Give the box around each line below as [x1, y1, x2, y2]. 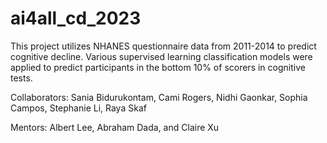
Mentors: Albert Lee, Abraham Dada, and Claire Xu [10, 121, 220, 133]
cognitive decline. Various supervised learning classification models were [10, 50, 313, 62]
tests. [10, 72, 33, 84]
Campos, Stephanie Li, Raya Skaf [10, 102, 147, 114]
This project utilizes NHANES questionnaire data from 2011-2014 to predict [10, 40, 317, 52]
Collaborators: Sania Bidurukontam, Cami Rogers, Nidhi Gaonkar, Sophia [10, 91, 308, 103]
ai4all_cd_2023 [10, 7, 142, 30]
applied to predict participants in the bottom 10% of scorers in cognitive [10, 61, 306, 73]
